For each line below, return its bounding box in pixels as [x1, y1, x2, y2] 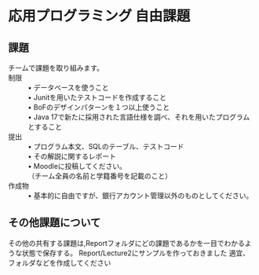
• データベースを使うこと [27, 83, 110, 92]
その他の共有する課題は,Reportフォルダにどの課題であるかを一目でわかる [8, 238, 245, 247]
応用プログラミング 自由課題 [8, 7, 191, 25]
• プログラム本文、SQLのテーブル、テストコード [27, 142, 184, 151]
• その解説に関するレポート [27, 152, 116, 161]
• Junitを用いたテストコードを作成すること [27, 93, 167, 102]
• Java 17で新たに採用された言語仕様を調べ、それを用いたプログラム [27, 112, 250, 122]
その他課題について [8, 216, 101, 229]
